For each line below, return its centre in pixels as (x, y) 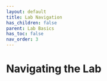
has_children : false (32, 23)
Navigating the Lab (54, 69)
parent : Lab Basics (30, 28)
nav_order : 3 (22, 39)
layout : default (26, 12)
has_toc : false (25, 34)
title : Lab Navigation (34, 17)
